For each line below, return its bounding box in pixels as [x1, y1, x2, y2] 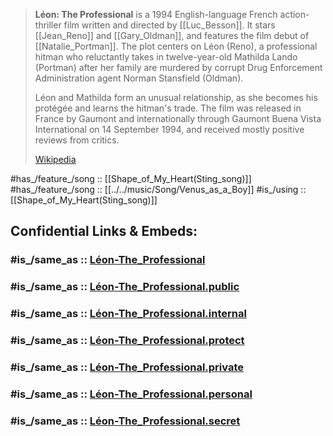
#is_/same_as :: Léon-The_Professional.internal [10, 307, 247, 321]
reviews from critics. [34, 134, 120, 146]
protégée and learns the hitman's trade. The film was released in [34, 102, 302, 114]
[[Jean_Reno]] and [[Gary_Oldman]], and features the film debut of [34, 30, 310, 41]
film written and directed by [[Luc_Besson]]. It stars [63, 19, 276, 31]
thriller [34, 19, 62, 31]
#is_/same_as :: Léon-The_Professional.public [10, 280, 240, 294]
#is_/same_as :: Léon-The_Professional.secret [10, 414, 241, 428]
